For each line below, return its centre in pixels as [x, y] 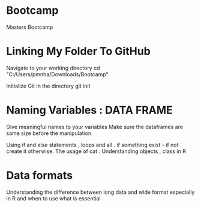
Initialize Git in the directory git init [48, 86]
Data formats [40, 175]
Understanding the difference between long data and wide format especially [100, 192]
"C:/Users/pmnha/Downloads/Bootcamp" [58, 74]
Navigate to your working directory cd [53, 68]
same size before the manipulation [49, 133]
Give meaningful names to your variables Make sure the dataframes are [94, 127]
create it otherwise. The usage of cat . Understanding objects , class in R [96, 151]
